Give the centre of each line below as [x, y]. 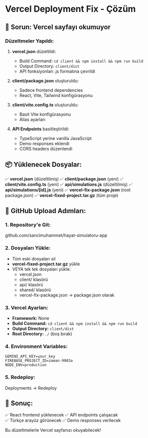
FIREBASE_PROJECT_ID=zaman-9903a [39, 361]
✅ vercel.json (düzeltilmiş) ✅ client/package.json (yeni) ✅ [65, 179]
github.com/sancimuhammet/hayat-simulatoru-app [56, 236]
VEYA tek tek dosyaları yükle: [41, 269]
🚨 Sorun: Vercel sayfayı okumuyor [58, 27]
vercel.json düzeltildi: [34, 51]
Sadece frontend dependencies [51, 90]
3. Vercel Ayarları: [27, 307]
